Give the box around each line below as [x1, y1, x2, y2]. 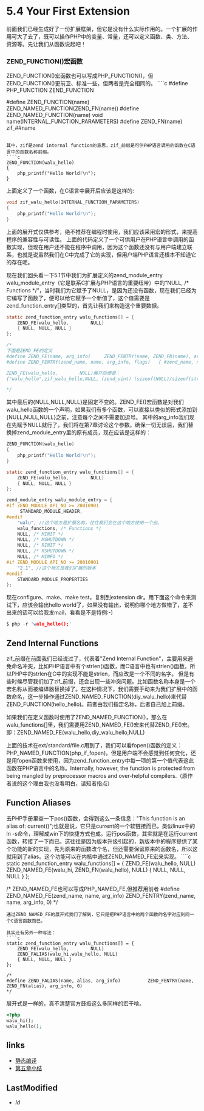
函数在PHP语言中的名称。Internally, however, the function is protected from [6, 764, 195, 772]
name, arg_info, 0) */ [6, 898, 58, 906]
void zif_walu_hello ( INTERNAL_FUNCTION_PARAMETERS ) [6, 199, 140, 205]
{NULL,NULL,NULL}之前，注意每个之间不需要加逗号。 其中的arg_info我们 [6, 414, 189, 421]
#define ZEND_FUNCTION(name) [6, 99, 90, 106]
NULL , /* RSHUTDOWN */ [17, 548, 75, 554]
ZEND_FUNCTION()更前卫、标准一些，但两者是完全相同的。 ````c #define [6, 80, 188, 87]
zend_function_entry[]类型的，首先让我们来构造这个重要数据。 [6, 302, 163, 309]
